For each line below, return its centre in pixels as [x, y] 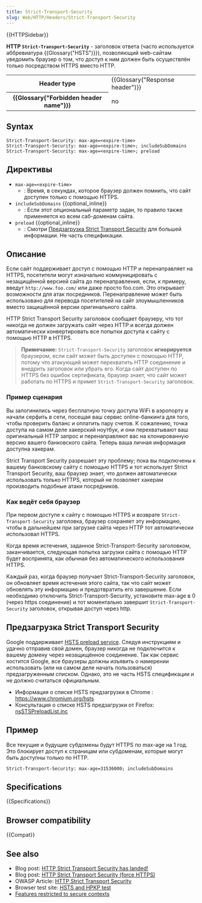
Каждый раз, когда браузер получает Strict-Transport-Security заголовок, [101, 576]
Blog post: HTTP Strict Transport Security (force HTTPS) [85, 875]
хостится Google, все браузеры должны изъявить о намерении [88, 661]
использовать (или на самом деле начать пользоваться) [79, 667]
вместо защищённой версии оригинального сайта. [72, 307]
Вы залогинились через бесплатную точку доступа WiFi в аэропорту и [97, 410]
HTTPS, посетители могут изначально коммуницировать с [82, 275]
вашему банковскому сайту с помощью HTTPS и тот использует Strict [97, 467]
